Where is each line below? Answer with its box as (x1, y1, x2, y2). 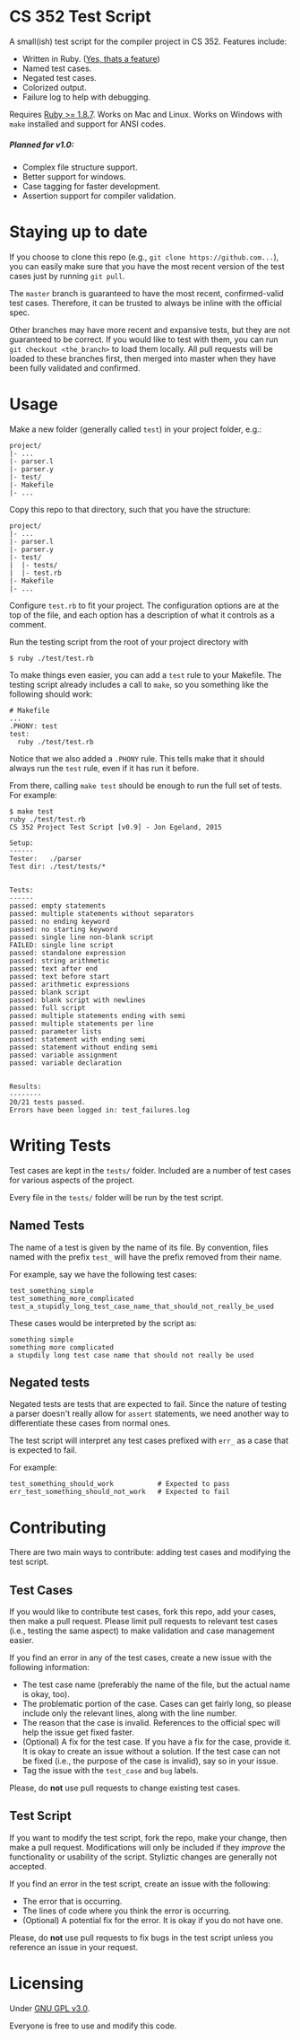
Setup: (9, 838, 34, 848)
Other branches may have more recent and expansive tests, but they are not (9, 324, 291, 335)
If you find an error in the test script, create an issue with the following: (9, 1878, 270, 1889)
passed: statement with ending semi (9, 1034, 146, 1043)
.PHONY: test (9, 721, 58, 731)
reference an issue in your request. (9, 1941, 139, 1952)
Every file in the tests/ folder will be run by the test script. (9, 1191, 224, 1202)
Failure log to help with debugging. (21, 92, 150, 102)
